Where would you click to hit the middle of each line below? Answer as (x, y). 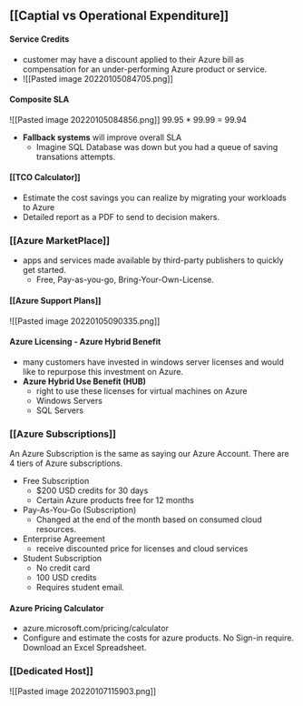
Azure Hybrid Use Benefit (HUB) (84, 381)
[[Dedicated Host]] (51, 671)
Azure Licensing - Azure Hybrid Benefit (85, 342)
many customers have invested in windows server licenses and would (153, 362)
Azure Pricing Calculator (57, 608)
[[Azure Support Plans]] (55, 300)
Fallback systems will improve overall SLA (102, 137)
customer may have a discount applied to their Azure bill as (133, 59)
